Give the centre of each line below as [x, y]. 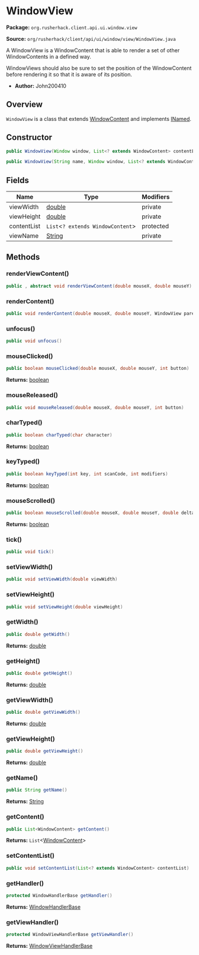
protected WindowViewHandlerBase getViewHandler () [70, 935]
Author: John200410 [41, 86]
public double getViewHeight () [45, 751]
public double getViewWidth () [44, 713]
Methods [23, 257]
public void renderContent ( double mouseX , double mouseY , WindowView [94, 313]
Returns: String [25, 801]
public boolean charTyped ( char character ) [59, 435]
